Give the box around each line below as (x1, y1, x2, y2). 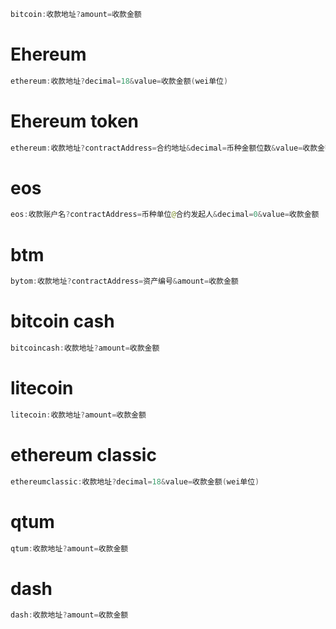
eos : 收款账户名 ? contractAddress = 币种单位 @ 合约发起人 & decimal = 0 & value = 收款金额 (10, 210, 320, 220)
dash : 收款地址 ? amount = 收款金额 (10, 610, 129, 620)
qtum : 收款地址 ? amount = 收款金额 (10, 543, 129, 554)
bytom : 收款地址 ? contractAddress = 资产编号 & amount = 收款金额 (10, 276, 239, 287)
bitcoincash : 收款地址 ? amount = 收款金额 (10, 343, 160, 354)
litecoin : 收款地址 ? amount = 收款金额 (10, 410, 147, 420)
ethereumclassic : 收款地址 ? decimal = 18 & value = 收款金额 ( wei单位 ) (10, 476, 260, 487)
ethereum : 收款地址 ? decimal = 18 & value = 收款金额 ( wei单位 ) (10, 76, 229, 86)
